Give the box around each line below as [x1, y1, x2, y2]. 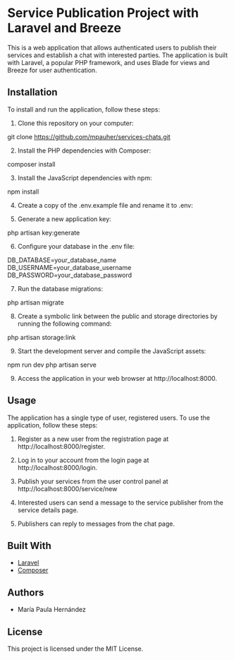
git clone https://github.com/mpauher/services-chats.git [7, 132, 171, 141]
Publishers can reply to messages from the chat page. [17, 519, 175, 528]
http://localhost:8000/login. [17, 463, 98, 471]
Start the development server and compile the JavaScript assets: [17, 346, 207, 355]
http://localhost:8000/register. [17, 442, 106, 450]
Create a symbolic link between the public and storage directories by [17, 312, 218, 320]
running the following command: [17, 319, 112, 328]
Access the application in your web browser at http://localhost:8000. [17, 374, 217, 382]
